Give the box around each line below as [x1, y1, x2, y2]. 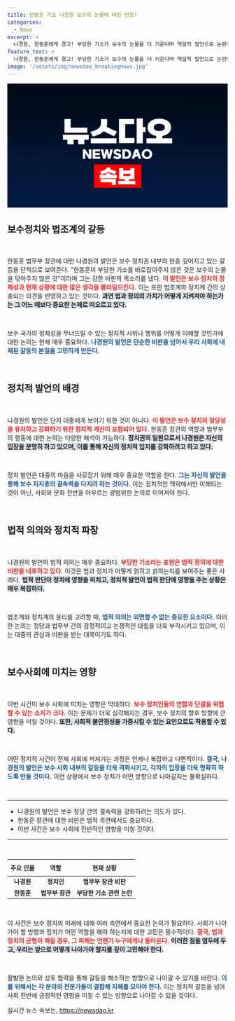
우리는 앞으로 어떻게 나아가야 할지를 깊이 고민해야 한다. [16, 945, 164, 953]
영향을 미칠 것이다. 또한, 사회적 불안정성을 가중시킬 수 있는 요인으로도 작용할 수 [7, 717, 220, 725]
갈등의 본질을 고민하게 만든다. [20, 347, 100, 355]
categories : [7, 18, 42, 26]
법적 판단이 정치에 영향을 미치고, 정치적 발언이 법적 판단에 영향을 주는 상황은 [22, 575, 226, 584]
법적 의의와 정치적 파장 [7, 524, 99, 536]
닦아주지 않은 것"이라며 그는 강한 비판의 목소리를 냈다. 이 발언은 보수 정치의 [14, 274, 218, 283]
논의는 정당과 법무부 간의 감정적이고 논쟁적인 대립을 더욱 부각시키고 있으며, [14, 621, 218, 630]
